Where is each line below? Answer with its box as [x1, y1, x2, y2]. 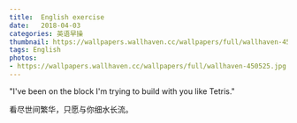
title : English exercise [9, 12, 104, 22]
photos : [9, 54, 38, 62]
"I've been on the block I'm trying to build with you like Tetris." [9, 85, 236, 97]
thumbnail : [9, 37, 49, 47]
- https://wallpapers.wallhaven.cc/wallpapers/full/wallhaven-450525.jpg [9, 62, 287, 71]
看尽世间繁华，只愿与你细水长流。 [9, 104, 133, 114]
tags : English [9, 46, 62, 54]
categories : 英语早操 [9, 29, 84, 38]
